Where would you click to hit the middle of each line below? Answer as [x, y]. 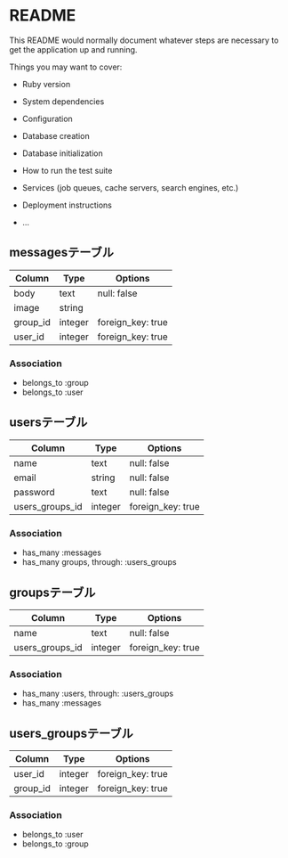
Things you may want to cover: [66, 67]
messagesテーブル [61, 253]
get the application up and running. [73, 49]
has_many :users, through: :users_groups [98, 694]
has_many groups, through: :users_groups [99, 562]
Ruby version [46, 84]
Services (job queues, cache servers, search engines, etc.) [130, 187]
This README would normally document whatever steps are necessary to [144, 40]
